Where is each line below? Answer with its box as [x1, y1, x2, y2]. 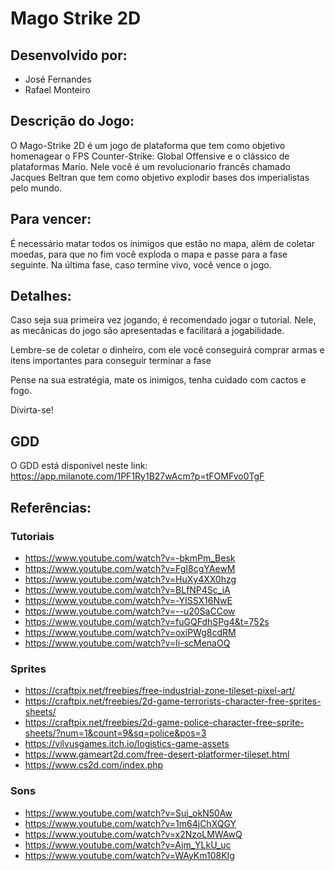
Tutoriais [10, 529, 55, 543]
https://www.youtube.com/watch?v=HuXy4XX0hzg [24, 573, 237, 585]
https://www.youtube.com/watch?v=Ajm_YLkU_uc [24, 838, 232, 851]
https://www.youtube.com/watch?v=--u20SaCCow [24, 605, 236, 617]
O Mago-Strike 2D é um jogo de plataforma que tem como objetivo [10, 139, 286, 151]
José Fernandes [24, 73, 92, 85]
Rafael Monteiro [24, 84, 91, 96]
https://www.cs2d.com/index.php [24, 759, 164, 771]
